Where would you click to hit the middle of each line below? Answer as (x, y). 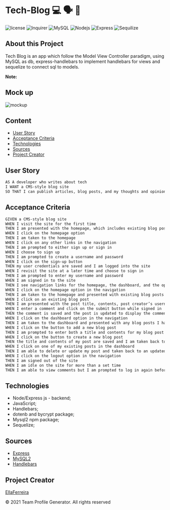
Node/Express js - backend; (42, 398)
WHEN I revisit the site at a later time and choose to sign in (74, 271)
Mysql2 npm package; (36, 420)
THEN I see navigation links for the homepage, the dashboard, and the (82, 285)
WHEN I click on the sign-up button (44, 262)
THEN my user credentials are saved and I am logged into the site (78, 266)
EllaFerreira (17, 492)
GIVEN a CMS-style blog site (36, 219)
